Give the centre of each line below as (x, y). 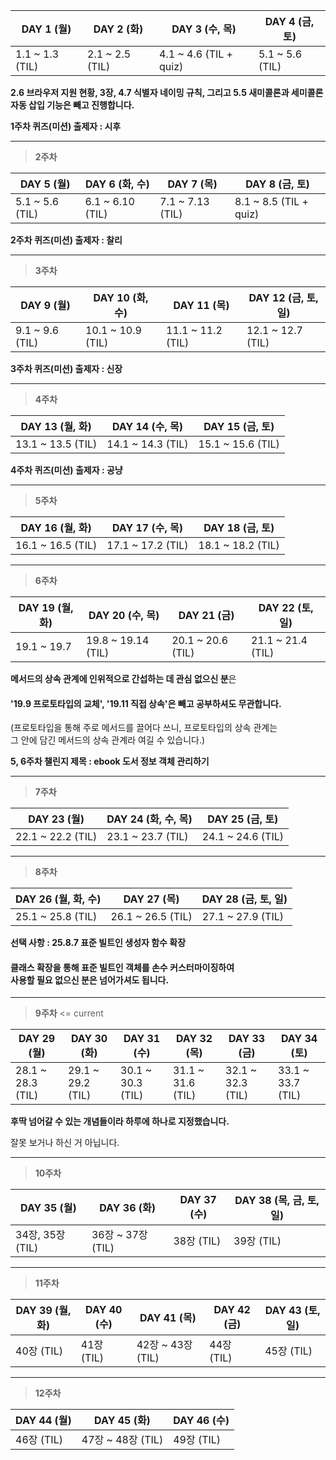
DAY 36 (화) (128, 1208)
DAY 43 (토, (292, 1311)
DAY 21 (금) (206, 615)
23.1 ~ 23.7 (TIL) (147, 837)
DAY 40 (104, 1310)
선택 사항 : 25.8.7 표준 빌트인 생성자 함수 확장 (98, 943)
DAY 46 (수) (201, 1421)
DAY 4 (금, (289, 21)
